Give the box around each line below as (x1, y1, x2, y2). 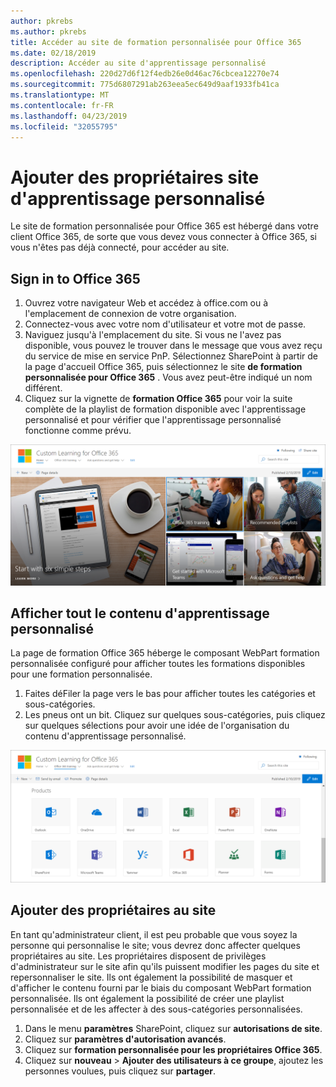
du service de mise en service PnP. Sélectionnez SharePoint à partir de (24, 350, 318, 362)
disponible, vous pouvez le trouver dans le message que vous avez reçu (24, 340, 323, 352)
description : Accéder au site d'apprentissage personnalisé (10, 58, 267, 69)
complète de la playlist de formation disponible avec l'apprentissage (24, 403, 307, 415)
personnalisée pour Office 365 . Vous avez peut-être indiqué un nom (24, 371, 313, 384)
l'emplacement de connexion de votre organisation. (24, 308, 237, 320)
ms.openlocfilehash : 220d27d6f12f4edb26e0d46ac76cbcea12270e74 (10, 69, 280, 79)
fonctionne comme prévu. (24, 425, 132, 437)
